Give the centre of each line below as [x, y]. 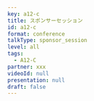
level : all [23, 47]
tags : [15, 54]
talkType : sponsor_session [47, 41]
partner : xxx [27, 67]
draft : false [27, 87]
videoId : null [28, 73]
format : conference [36, 34]
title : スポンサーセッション [45, 21]
